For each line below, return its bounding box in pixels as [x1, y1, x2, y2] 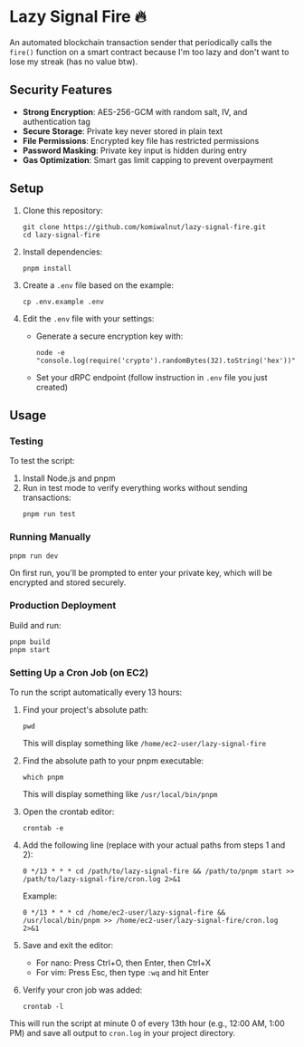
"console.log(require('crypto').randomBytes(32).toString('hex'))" [35, 356, 296, 365]
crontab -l [22, 1003, 64, 1012]
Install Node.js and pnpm [22, 473, 116, 484]
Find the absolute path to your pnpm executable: [22, 755, 204, 766]
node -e [35, 348, 65, 357]
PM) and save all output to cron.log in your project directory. [9, 1028, 236, 1039]
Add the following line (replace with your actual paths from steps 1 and [22, 840, 286, 850]
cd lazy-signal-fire [22, 230, 100, 239]
